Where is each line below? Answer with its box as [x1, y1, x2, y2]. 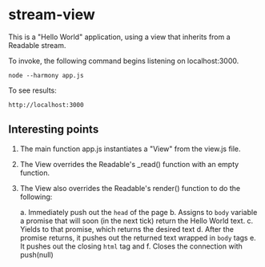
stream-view [8, 6, 95, 24]
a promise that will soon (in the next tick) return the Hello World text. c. [19, 216, 254, 225]
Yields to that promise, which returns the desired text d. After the [19, 224, 235, 233]
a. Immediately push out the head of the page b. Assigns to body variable [19, 207, 258, 217]
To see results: [8, 86, 58, 95]
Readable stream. [8, 40, 66, 50]
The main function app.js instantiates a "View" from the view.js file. [19, 144, 242, 153]
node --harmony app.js [8, 71, 84, 79]
